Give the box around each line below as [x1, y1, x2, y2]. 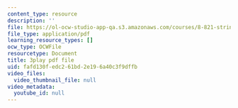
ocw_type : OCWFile [7, 43, 62, 50]
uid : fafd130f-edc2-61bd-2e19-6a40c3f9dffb [7, 63, 138, 70]
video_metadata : [7, 83, 55, 90]
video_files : [7, 70, 46, 77]
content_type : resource [7, 10, 78, 18]
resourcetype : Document [7, 50, 78, 58]
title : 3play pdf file [7, 57, 74, 64]
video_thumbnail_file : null [13, 76, 97, 84]
